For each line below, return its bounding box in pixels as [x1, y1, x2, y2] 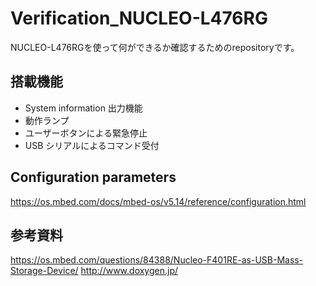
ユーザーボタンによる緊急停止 [24, 127, 148, 139]
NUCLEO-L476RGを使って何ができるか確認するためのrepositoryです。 [10, 41, 300, 53]
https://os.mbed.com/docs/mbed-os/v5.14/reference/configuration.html [10, 195, 307, 207]
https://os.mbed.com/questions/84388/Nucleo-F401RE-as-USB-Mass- [10, 254, 304, 266]
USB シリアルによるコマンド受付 [24, 139, 160, 151]
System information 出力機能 [24, 102, 143, 114]
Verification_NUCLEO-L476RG [10, 7, 268, 30]
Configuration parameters [10, 169, 177, 186]
